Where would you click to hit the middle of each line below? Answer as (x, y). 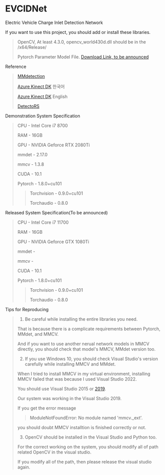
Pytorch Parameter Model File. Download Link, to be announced (83, 57)
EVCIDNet (26, 9)
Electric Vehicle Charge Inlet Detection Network (54, 22)
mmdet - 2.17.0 (32, 154)
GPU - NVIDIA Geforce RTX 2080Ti (54, 145)
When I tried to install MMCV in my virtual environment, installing (84, 374)
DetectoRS (28, 106)
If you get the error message (47, 408)
